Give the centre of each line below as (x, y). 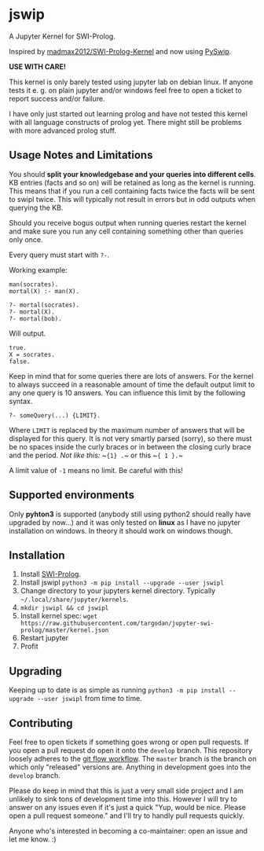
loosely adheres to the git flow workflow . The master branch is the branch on (133, 759)
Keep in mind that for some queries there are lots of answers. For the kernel (131, 376)
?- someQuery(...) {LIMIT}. (55, 415)
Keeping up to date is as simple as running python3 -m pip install (117, 690)
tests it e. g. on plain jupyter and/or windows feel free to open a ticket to (125, 90)
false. (20, 361)
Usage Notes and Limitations (81, 155)
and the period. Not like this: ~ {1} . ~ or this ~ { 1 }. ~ (96, 455)
